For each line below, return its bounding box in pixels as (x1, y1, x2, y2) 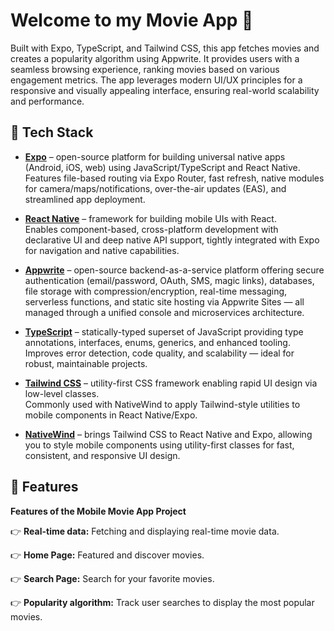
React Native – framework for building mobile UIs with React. (24, 212, 277, 224)
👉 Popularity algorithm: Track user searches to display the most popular (10, 596, 315, 608)
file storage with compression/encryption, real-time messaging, (24, 285, 288, 297)
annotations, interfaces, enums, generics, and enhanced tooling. (24, 336, 291, 348)
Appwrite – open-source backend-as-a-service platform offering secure (24, 264, 325, 276)
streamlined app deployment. (24, 193, 146, 205)
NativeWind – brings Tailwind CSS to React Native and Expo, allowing (24, 428, 313, 440)
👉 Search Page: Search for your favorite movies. (10, 572, 215, 584)
